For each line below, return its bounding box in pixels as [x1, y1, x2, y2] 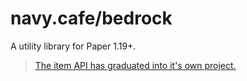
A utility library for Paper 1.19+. [10, 40, 137, 52]
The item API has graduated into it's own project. [34, 59, 237, 71]
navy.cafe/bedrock [10, 7, 173, 30]
